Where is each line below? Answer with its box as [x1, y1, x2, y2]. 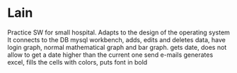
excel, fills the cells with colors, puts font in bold [7, 58, 148, 66]
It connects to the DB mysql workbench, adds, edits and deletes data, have [7, 35, 226, 44]
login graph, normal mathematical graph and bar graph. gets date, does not [7, 43, 227, 51]
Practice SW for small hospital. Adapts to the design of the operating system [7, 28, 230, 36]
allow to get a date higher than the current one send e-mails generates [7, 51, 214, 59]
